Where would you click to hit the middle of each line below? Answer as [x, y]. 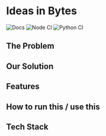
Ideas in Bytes [41, 11]
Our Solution [30, 66]
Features [23, 86]
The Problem [30, 46]
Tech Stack [27, 127]
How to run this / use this [53, 107]
